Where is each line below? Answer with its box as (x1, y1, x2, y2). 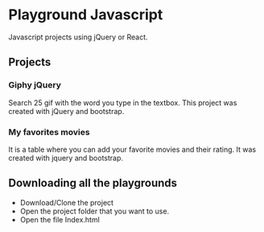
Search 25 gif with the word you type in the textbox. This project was (8, 98, 237, 108)
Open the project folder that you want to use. (19, 206, 170, 216)
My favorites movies (8, 126, 90, 137)
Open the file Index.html (19, 214, 101, 224)
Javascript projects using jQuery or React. (8, 32, 148, 42)
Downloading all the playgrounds (8, 177, 178, 190)
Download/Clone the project (19, 197, 114, 207)
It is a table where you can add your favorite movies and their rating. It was (8, 144, 256, 154)
